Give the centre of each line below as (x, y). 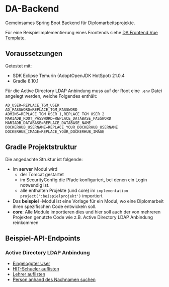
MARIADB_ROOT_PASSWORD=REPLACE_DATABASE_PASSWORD (58, 118)
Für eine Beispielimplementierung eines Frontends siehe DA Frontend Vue (82, 32)
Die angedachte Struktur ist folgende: (44, 159)
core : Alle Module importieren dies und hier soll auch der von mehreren (87, 211)
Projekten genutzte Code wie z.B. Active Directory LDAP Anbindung (83, 217)
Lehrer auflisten (29, 274)
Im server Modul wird (35, 169)
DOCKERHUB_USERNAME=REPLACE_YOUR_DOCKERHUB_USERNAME (62, 127)
